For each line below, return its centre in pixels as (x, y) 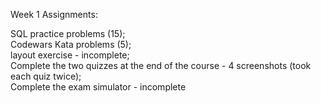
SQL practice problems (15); (68, 33)
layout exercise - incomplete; (70, 55)
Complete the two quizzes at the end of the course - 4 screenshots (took (161, 65)
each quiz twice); (46, 76)
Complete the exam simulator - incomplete (98, 87)
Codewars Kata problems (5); (71, 44)
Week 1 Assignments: (54, 14)
